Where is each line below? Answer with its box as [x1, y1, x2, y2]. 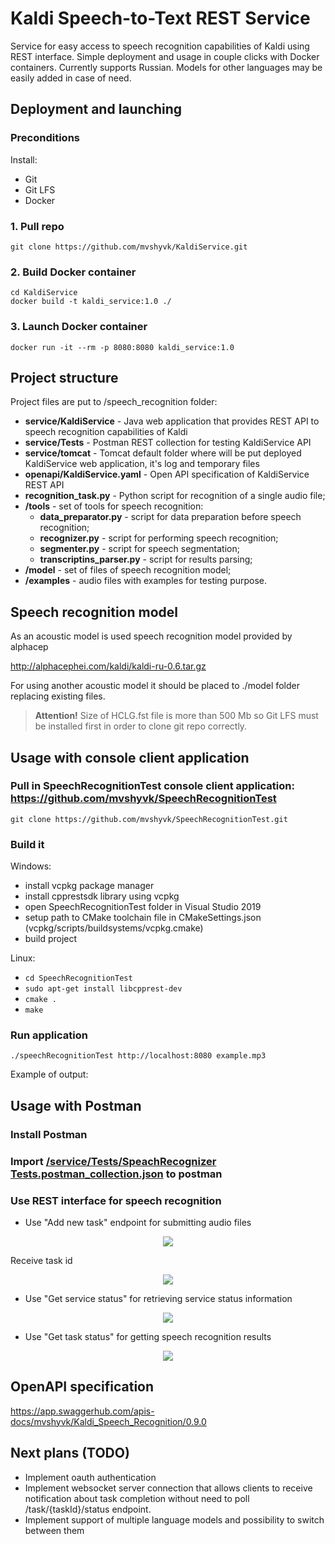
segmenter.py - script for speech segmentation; [39, 543, 240, 555]
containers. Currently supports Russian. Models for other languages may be [10, 61, 323, 73]
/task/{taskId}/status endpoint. [24, 1503, 152, 1515]
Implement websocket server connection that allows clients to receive [24, 1482, 313, 1494]
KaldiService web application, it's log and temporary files [24, 458, 260, 470]
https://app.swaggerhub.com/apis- [10, 1405, 155, 1417]
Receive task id [10, 1254, 73, 1266]
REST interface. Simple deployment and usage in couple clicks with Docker [10, 50, 320, 62]
